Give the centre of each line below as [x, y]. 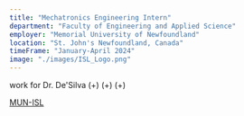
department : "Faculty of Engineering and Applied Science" [123, 26]
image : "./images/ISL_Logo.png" [70, 59]
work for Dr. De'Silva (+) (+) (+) [68, 85]
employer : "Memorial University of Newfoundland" [105, 34]
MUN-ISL [27, 103]
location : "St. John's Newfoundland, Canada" [96, 43]
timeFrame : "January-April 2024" [72, 51]
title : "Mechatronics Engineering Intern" [90, 18]
